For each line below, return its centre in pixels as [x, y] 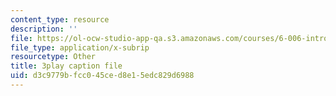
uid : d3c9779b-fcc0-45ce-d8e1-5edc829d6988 [102, 76]
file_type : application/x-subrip [80, 47]
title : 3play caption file [66, 66]
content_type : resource [60, 19]
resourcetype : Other [53, 57]
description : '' [44, 29]
